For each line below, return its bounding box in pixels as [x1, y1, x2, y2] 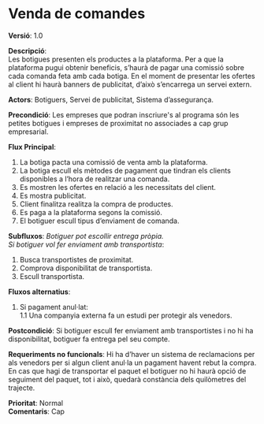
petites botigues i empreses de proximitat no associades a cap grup [8, 118, 229, 128]
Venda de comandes [8, 5, 146, 23]
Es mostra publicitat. [19, 191, 87, 200]
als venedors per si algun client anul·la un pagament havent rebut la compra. [8, 358, 257, 367]
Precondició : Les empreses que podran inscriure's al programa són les [8, 110, 240, 119]
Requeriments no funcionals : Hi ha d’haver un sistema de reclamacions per [8, 349, 255, 359]
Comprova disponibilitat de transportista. [19, 263, 153, 273]
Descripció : [8, 46, 47, 55]
